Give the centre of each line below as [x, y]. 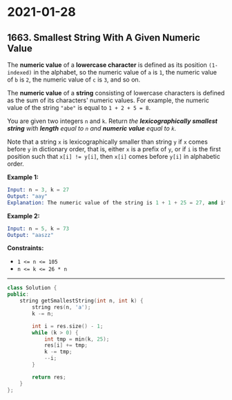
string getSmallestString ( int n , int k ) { [81, 301]
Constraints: [26, 248]
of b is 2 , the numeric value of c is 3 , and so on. [74, 79]
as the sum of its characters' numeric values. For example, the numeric [108, 100]
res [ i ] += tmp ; [66, 345]
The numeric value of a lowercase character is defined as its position [107, 65]
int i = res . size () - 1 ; [68, 326]
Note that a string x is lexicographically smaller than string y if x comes [108, 142]
